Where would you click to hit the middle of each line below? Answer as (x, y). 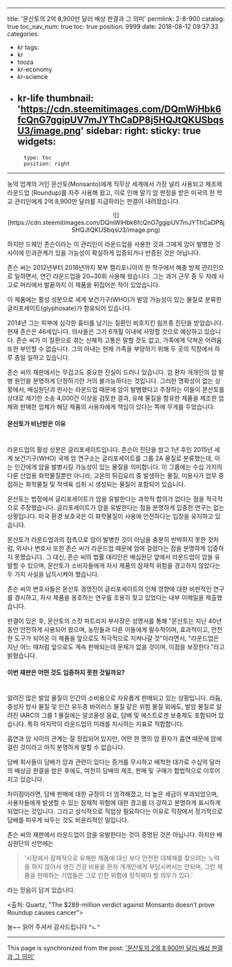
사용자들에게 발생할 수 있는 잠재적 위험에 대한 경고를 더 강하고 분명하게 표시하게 (114, 803)
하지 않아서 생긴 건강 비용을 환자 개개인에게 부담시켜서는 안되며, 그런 (124, 867)
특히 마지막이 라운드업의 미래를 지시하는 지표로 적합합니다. (106, 724)
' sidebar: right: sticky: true (141, 131)
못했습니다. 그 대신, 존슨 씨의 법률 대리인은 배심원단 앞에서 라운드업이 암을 (114, 557)
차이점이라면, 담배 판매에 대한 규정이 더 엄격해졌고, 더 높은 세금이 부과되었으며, (113, 794)
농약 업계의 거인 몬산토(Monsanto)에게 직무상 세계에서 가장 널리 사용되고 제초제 (115, 183)
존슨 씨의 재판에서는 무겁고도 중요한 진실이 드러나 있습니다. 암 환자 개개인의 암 (112, 372)
